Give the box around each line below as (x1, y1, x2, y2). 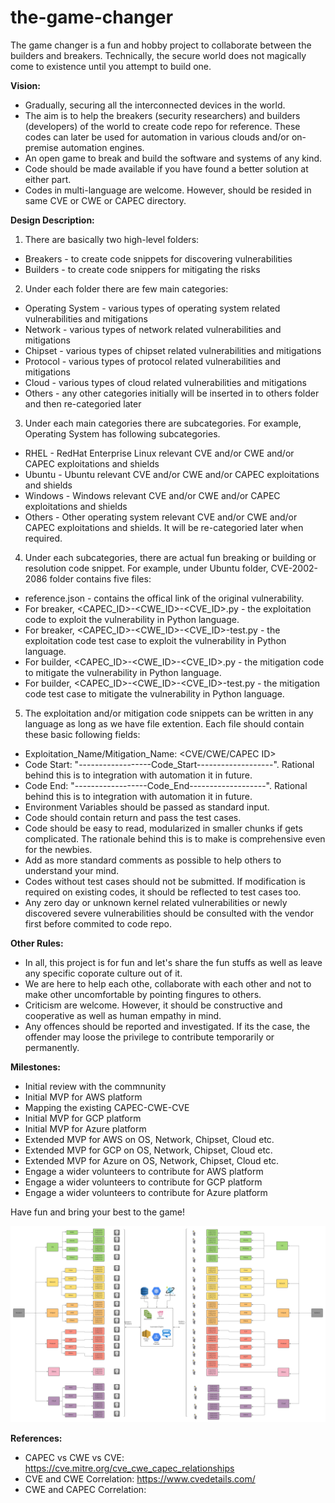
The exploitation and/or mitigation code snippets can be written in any (24, 707, 314, 719)
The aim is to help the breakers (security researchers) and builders (24, 109, 301, 121)
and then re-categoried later (24, 397, 142, 410)
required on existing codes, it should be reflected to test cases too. (24, 886, 302, 898)
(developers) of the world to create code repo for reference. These (24, 120, 301, 132)
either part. (24, 173, 72, 185)
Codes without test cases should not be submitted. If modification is (24, 875, 306, 887)
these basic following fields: (24, 728, 141, 740)
